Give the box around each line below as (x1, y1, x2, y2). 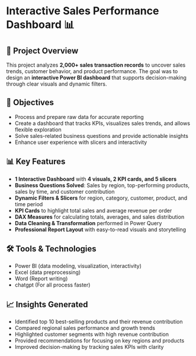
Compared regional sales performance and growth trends (14, 325, 156, 332)
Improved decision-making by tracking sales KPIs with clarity (14, 344, 164, 351)
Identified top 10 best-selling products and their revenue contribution (14, 318, 183, 325)
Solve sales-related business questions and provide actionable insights (14, 132, 188, 139)
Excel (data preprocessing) (14, 269, 81, 276)
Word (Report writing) (14, 275, 68, 282)
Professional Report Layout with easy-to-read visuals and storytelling (14, 226, 187, 233)
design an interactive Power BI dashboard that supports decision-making (6, 74, 187, 81)
